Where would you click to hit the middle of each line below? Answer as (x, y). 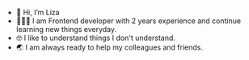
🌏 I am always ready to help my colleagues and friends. (110, 47)
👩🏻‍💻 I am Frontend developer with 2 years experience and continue (128, 21)
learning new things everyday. (66, 29)
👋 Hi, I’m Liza (38, 12)
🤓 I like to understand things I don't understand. (96, 38)
